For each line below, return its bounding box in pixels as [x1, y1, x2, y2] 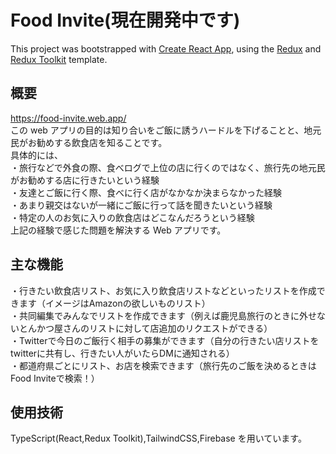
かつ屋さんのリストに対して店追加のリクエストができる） [36, 322, 273, 334]
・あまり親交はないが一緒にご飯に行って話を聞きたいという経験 [10, 199, 273, 211]
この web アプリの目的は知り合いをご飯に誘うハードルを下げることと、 [10, 124, 305, 136]
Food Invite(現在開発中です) [10, 9, 241, 32]
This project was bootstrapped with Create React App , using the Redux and [10, 42, 322, 55]
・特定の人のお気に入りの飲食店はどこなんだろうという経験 [10, 211, 255, 223]
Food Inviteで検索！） [10, 372, 100, 384]
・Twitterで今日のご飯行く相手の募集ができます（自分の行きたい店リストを [10, 334, 320, 346]
